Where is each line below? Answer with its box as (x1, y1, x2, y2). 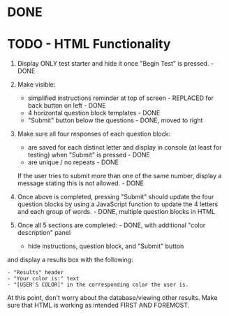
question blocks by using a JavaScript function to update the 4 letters (17, 200, 219, 208)
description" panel (17, 229, 71, 237)
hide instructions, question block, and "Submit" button (27, 242, 184, 250)
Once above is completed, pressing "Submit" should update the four (17, 193, 214, 201)
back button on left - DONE (27, 101, 106, 110)
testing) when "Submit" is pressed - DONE (27, 151, 150, 159)
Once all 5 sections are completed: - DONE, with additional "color (17, 221, 206, 229)
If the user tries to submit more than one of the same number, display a (17, 172, 222, 180)
